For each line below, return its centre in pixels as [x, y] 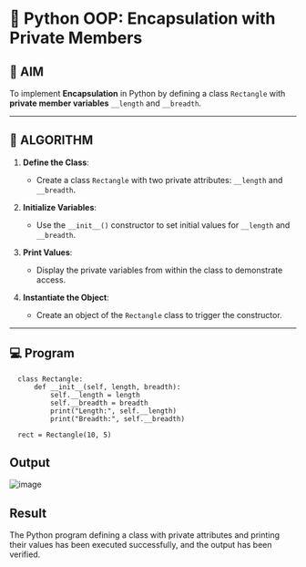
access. [51, 279]
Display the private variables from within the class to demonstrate [159, 270]
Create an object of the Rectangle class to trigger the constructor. [159, 314]
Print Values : [47, 252]
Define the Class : [56, 162]
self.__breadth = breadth [99, 403]
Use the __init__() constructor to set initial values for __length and [163, 225]
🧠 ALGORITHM [51, 140]
